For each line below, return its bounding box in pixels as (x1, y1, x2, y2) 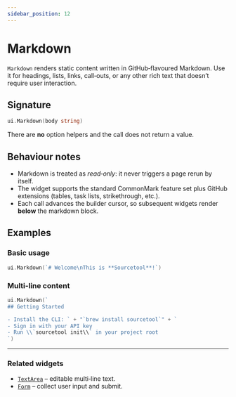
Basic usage (7, 248, 51, 258)
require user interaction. (7, 79, 77, 87)
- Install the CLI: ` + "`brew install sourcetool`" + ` (7, 315, 178, 323)
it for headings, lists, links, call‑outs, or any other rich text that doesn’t (7, 71, 209, 79)
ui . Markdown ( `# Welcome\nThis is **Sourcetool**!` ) (7, 264, 162, 271)
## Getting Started (7, 303, 65, 310)
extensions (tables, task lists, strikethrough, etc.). (17, 192, 160, 200)
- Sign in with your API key (7, 323, 93, 330)
